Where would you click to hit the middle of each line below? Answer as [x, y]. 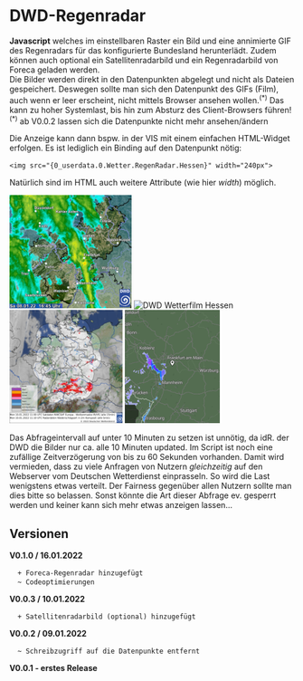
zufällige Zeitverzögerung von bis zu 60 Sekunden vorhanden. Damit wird [147, 457]
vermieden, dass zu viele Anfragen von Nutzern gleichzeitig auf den [136, 466]
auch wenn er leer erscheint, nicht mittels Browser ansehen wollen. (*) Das [147, 99]
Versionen [39, 534]
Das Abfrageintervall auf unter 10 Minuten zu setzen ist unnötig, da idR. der [149, 438]
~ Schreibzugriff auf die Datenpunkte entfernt [109, 652]
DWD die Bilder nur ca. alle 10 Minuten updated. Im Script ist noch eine [141, 447]
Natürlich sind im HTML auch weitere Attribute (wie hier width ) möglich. [143, 183]
